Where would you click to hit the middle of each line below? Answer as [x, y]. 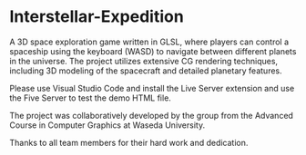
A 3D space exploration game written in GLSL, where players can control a [149, 42]
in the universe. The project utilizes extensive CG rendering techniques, [144, 61]
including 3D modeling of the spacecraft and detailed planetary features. [146, 71]
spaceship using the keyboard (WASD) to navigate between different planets [153, 51]
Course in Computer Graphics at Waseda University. [107, 125]
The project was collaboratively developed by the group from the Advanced [152, 115]
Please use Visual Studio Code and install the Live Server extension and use [152, 88]
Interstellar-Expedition [97, 17]
